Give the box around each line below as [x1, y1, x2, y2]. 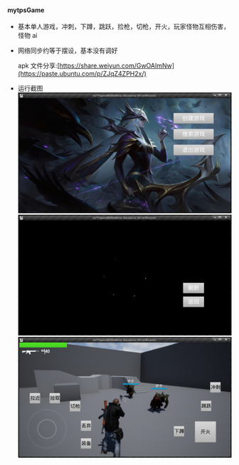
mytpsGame [7, 6, 45, 14]
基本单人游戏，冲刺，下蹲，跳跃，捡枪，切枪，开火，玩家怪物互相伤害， [17, 22, 230, 31]
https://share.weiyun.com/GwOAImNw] [59, 61, 175, 70]
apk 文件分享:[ [17, 61, 60, 70]
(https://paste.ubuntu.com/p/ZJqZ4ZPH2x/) [17, 70, 147, 78]
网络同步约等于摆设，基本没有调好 [17, 46, 118, 55]
